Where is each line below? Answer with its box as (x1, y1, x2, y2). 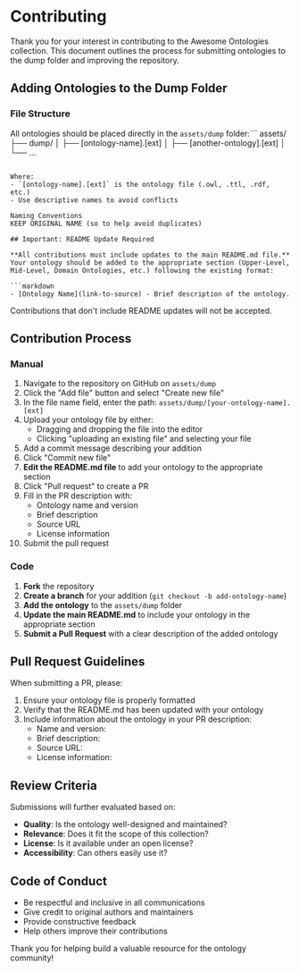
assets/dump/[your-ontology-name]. (158, 399, 291, 408)
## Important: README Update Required (10, 234, 154, 243)
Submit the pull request (22, 538, 110, 549)
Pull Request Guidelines (10, 655, 145, 669)
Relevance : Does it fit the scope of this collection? (22, 829, 209, 840)
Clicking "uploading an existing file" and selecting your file (36, 434, 252, 444)
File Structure (10, 107, 71, 120)
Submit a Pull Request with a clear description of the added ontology (22, 628, 278, 638)
